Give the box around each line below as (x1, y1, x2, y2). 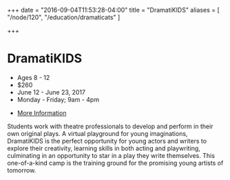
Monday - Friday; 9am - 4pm (17, 95, 100, 103)
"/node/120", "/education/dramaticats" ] (7, 13, 121, 21)
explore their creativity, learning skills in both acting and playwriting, (7, 144, 201, 152)
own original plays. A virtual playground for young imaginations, (7, 129, 188, 137)
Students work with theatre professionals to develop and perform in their (7, 122, 213, 130)
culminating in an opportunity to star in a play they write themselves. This (7, 151, 216, 159)
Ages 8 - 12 (17, 73, 50, 81)
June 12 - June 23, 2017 (17, 88, 86, 96)
